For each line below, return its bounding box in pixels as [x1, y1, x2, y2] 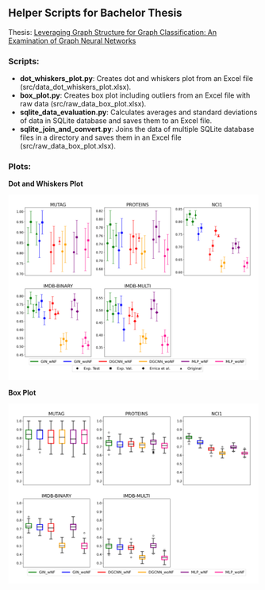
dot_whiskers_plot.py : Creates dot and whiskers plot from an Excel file [19, 74, 254, 83]
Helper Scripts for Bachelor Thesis [8, 6, 182, 20]
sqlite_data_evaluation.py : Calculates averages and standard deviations [19, 107, 258, 118]
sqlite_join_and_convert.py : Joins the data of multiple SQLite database [19, 125, 255, 134]
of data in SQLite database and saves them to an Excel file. [19, 116, 213, 125]
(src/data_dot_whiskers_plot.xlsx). [19, 83, 132, 92]
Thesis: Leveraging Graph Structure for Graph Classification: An [8, 27, 217, 37]
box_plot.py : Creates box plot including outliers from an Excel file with [19, 91, 251, 100]
